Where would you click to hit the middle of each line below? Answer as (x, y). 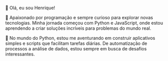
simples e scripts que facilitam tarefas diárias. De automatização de (76, 43)
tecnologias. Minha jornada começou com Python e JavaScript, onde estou (84, 23)
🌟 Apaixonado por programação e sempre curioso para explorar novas (79, 17)
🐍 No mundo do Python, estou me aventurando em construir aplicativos (80, 38)
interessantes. (20, 54)
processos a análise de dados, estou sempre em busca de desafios (76, 49)
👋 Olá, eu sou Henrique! (30, 8)
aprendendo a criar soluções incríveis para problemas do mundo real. (78, 28)
